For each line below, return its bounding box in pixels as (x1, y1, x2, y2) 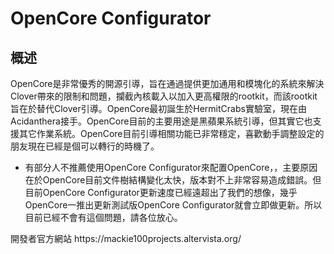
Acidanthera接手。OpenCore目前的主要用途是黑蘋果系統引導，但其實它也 (10, 115, 313, 127)
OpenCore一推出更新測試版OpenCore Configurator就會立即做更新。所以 (24, 199, 323, 211)
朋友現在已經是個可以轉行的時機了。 (10, 140, 160, 152)
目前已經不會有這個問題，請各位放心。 (24, 212, 183, 223)
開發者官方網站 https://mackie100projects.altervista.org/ (10, 233, 242, 244)
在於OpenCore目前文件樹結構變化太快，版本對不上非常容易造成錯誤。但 (24, 174, 322, 186)
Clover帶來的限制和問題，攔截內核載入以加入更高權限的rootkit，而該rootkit (10, 90, 318, 102)
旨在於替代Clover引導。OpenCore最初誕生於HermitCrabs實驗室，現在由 (10, 103, 307, 114)
